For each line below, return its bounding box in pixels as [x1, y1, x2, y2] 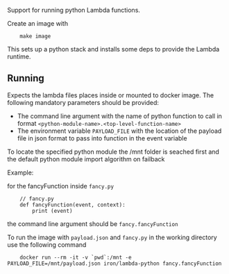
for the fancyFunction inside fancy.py [7, 182, 114, 190]
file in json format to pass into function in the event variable [17, 134, 187, 142]
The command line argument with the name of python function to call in [17, 111, 222, 120]
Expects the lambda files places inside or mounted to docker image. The [7, 90, 214, 99]
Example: [7, 168, 34, 177]
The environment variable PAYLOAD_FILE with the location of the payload [17, 127, 222, 135]
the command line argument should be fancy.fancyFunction [7, 219, 178, 228]
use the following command [7, 240, 87, 249]
